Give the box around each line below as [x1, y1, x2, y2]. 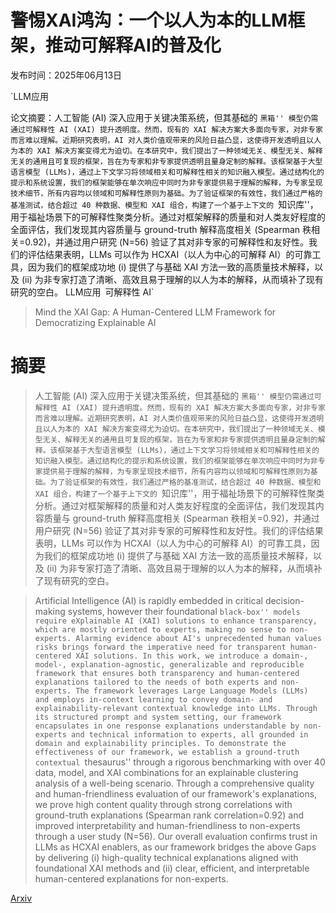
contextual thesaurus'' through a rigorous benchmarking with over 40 [34, 756, 326, 768]
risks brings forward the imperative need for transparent [34, 642, 287, 652]
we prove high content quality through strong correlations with [34, 798, 293, 810]
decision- [264, 594, 305, 606]
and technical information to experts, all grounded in [71, 729, 309, 740]
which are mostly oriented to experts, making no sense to [34, 624, 287, 635]
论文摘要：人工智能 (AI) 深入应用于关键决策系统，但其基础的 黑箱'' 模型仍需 [10, 111, 319, 123]
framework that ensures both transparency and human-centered [34, 668, 300, 678]
